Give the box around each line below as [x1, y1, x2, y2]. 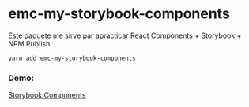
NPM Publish [8, 39, 51, 48]
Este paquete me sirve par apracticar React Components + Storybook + [8, 31, 242, 40]
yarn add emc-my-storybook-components [8, 54, 136, 62]
